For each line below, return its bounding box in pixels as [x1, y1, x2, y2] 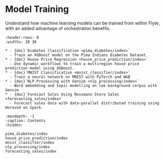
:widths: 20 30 [5, 39, 37, 44]
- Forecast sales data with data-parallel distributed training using [9, 100, 160, 105]
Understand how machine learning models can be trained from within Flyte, [5, 20, 161, 26]
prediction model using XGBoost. [5, 65, 75, 70]
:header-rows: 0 [5, 35, 39, 40]
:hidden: [5, 122, 23, 127]
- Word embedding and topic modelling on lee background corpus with [9, 83, 157, 88]
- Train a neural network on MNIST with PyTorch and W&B [9, 74, 131, 79]
